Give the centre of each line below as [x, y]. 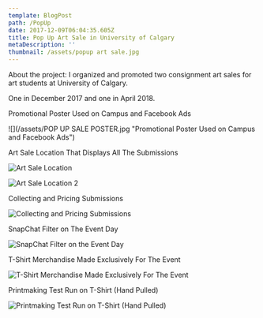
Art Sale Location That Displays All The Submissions [93, 152]
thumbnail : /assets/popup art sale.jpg [74, 52]
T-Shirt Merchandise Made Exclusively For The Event [94, 260]
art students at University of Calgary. [68, 83]
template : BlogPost [40, 15]
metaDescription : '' [42, 45]
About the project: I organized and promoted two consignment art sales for [130, 75]
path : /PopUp [30, 23]
